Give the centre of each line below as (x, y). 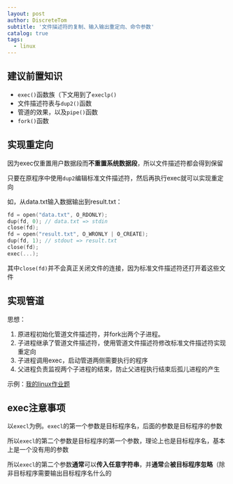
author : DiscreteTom (37, 20)
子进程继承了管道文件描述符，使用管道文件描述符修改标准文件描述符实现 (121, 343)
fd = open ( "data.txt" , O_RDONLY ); (58, 215)
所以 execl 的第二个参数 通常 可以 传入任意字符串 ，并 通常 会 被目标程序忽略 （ (113, 464)
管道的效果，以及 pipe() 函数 (57, 112)
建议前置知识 (35, 77)
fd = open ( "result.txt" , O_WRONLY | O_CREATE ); (78, 234)
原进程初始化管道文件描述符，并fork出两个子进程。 (91, 334)
